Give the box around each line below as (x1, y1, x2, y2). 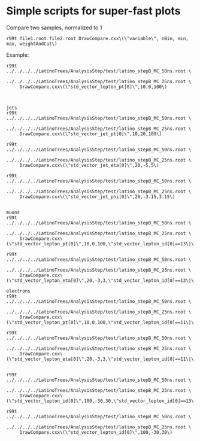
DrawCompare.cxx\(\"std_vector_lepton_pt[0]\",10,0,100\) (19, 84, 168, 90)
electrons (6, 288, 31, 294)
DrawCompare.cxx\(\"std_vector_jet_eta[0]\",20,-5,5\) (19, 162, 160, 168)
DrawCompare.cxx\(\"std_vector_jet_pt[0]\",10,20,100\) (19, 130, 162, 137)
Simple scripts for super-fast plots (6, 4, 181, 18)
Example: (6, 51, 29, 58)
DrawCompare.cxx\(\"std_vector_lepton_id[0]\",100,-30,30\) (19, 429, 172, 435)
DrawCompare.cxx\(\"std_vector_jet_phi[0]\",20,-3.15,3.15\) (19, 193, 175, 200)
